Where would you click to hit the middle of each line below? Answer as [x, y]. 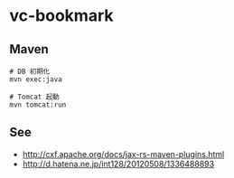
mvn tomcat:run [38, 105]
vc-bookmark [61, 16]
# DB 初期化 [30, 71]
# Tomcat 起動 [35, 97]
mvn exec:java [36, 80]
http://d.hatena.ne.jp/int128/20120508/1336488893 [118, 164]
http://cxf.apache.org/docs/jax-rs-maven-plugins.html [123, 154]
